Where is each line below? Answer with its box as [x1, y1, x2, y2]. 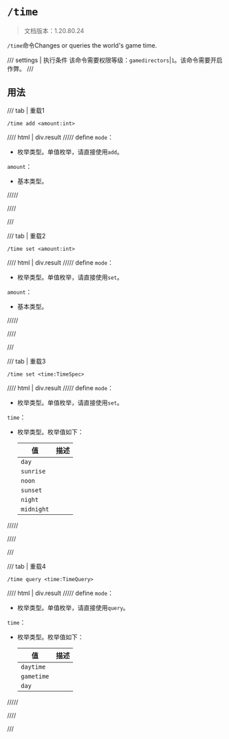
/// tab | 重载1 [7, 106, 45, 114]
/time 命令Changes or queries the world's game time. [7, 41, 157, 50]
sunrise [20, 467, 46, 475]
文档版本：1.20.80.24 [23, 26, 85, 34]
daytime [20, 662, 46, 671]
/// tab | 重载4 [7, 562, 46, 570]
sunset [20, 486, 43, 494]
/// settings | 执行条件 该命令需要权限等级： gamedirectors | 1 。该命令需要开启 [7, 56, 223, 64]
